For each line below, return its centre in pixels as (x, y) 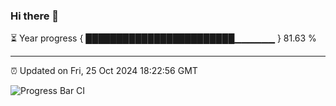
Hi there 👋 (35, 16)
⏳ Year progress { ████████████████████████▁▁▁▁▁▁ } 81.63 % (163, 38)
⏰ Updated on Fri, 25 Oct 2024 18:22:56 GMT (104, 71)
